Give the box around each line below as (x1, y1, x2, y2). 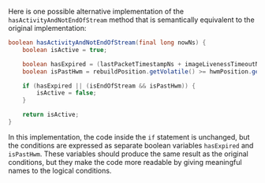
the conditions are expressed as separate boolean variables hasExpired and (8, 140, 254, 150)
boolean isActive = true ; (22, 46, 108, 54)
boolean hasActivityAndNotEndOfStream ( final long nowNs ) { (8, 39, 207, 47)
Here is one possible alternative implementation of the (8, 7, 184, 16)
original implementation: (8, 24, 87, 32)
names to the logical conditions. (8, 166, 112, 175)
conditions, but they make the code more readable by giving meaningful (8, 157, 242, 166)
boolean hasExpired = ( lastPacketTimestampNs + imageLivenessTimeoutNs (22, 60, 263, 68)
